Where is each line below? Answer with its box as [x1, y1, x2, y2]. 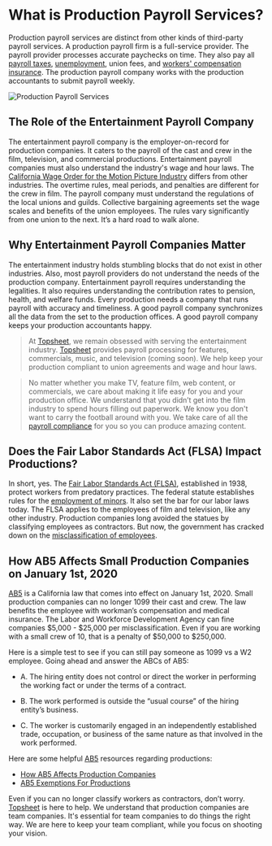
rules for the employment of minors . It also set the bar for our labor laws [8, 496, 249, 506]
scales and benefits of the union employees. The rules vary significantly [8, 206, 249, 216]
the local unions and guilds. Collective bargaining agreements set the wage [8, 197, 260, 207]
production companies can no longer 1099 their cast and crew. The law [8, 597, 247, 607]
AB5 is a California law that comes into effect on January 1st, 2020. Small [8, 588, 253, 599]
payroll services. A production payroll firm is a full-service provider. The [8, 41, 249, 50]
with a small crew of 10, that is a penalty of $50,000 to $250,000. [8, 632, 227, 642]
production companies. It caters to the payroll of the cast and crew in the [8, 145, 253, 155]
